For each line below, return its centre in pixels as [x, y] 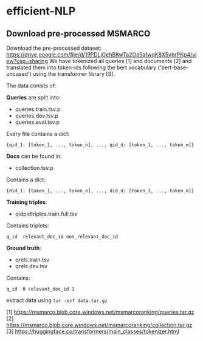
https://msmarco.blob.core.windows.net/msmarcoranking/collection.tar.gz [99, 325]
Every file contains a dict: [38, 134]
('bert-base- [173, 67]
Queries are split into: [33, 97]
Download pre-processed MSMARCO [78, 34]
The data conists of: [31, 86]
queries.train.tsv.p [38, 109]
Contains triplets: [28, 225]
